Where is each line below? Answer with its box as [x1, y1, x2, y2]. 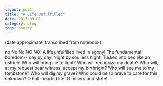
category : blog [5, 21, 37, 26]
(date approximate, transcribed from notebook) [5, 39, 102, 45]
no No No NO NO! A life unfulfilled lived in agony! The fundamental [5, 49, 142, 55]
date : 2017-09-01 [5, 16, 41, 21]
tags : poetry [5, 26, 32, 31]
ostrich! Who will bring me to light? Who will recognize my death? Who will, [5, 60, 159, 66]
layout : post [5, 7, 32, 12]
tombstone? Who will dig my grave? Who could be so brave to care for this [5, 70, 158, 76]
